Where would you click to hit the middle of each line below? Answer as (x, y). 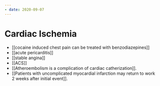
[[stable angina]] (28, 58)
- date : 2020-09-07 (24, 10)
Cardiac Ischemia (41, 33)
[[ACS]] (19, 63)
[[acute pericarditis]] (32, 52)
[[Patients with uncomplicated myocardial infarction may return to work (83, 73)
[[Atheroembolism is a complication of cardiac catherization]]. (74, 68)
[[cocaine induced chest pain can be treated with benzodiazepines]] (80, 47)
